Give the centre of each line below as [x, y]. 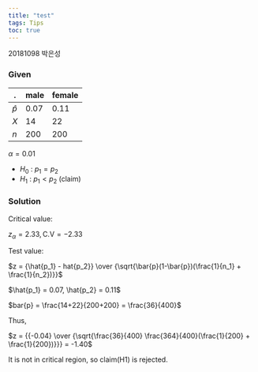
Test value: [26, 251]
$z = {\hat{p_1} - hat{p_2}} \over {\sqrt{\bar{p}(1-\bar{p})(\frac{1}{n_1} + [125, 266]
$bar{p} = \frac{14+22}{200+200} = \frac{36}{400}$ [95, 306]
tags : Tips [26, 23]
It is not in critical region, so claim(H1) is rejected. [88, 359]
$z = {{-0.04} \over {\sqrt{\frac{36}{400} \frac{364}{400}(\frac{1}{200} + [129, 336]
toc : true [24, 30]
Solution [25, 201]
